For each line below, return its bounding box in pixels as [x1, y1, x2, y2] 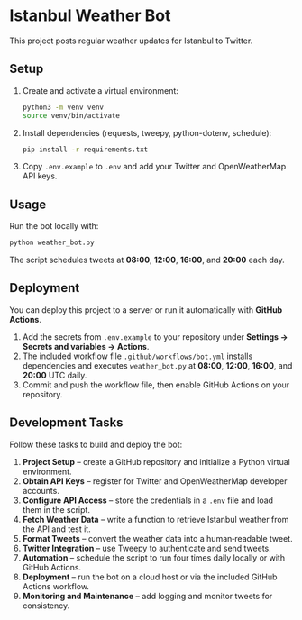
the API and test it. [22, 524, 92, 534]
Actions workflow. [22, 580, 90, 591]
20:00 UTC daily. [22, 369, 87, 380]
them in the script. [22, 504, 90, 515]
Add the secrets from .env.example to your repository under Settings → [22, 331, 288, 342]
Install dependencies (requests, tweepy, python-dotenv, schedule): [22, 127, 272, 138]
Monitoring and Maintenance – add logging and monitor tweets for [22, 590, 273, 601]
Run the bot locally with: [9, 221, 99, 232]
